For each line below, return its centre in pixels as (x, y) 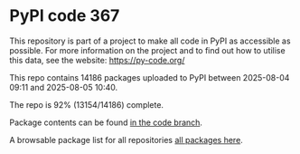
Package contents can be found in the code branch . (106, 122)
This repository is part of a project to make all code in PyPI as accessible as (150, 41)
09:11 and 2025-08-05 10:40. (64, 87)
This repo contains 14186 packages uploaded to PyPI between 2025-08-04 (150, 77)
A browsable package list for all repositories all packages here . (127, 140)
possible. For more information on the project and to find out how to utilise (148, 50)
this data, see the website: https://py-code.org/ (97, 60)
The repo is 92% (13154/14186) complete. (87, 104)
